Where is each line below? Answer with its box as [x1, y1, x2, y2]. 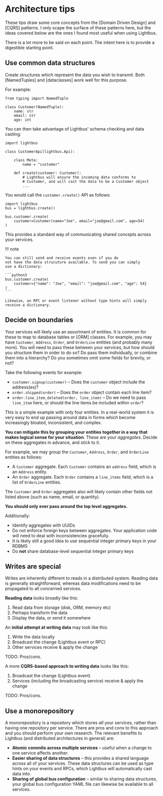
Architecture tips [5, 3, 75, 15]
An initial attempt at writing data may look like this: [5, 624, 109, 630]
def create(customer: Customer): [14, 170, 82, 176]
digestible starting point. [5, 44, 54, 50]
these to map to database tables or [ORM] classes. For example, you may [5, 334, 152, 340]
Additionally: [5, 512, 30, 519]
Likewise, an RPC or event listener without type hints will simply [5, 298, 147, 303]
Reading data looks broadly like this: [5, 595, 79, 601]
